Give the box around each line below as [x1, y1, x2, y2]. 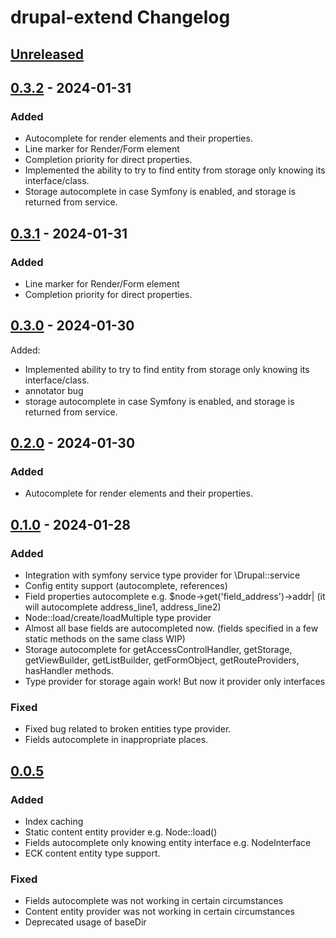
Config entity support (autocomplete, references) [24, 580, 228, 592]
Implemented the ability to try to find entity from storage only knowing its [24, 164, 326, 176]
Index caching [24, 816, 84, 828]
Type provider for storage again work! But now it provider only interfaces [24, 676, 326, 688]
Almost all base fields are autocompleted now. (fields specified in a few [24, 622, 319, 635]
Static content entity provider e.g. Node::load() [24, 826, 218, 838]
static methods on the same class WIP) [24, 633, 186, 645]
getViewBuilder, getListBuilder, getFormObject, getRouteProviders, [24, 654, 300, 666]
